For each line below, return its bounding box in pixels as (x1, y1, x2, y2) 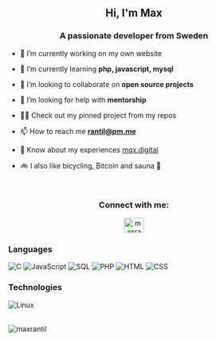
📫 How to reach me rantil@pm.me (19, 126, 136, 136)
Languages (8, 244, 53, 255)
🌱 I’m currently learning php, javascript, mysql (19, 64, 174, 73)
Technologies (8, 282, 62, 293)
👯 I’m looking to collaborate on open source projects (19, 79, 194, 89)
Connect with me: (98, 199, 170, 210)
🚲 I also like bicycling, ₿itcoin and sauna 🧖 (19, 161, 162, 170)
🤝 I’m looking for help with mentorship (19, 95, 147, 105)
